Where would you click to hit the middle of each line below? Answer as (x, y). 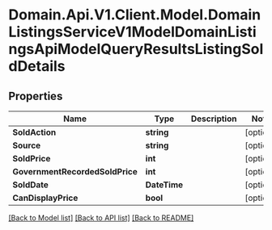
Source (27, 145)
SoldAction (34, 132)
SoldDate (30, 185)
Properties (36, 96)
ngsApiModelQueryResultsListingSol (136, 49)
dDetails (37, 67)
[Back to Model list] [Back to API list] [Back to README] (101, 218)
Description (214, 119)
